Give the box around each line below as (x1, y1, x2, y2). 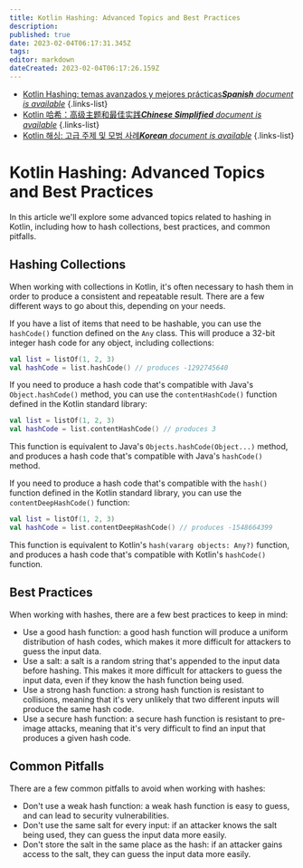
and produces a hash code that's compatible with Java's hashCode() (9, 450, 263, 462)
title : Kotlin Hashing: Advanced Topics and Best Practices (9, 13, 241, 23)
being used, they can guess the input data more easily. (22, 829, 227, 840)
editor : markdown (9, 55, 75, 64)
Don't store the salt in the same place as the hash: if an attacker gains (22, 839, 283, 850)
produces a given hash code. (22, 732, 131, 743)
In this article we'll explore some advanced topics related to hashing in (9, 211, 271, 222)
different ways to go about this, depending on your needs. (9, 300, 226, 311)
